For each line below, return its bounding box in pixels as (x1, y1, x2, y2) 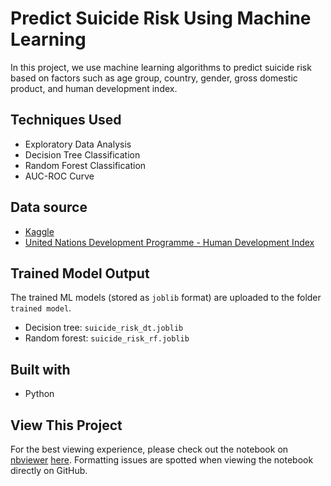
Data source (10, 199, 88, 216)
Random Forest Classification (24, 159, 147, 171)
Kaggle (24, 225, 55, 237)
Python (24, 388, 55, 400)
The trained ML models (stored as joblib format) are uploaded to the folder (10, 292, 322, 304)
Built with (10, 361, 71, 378)
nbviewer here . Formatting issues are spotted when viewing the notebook (10, 454, 314, 466)
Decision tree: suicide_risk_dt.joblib (24, 322, 184, 334)
